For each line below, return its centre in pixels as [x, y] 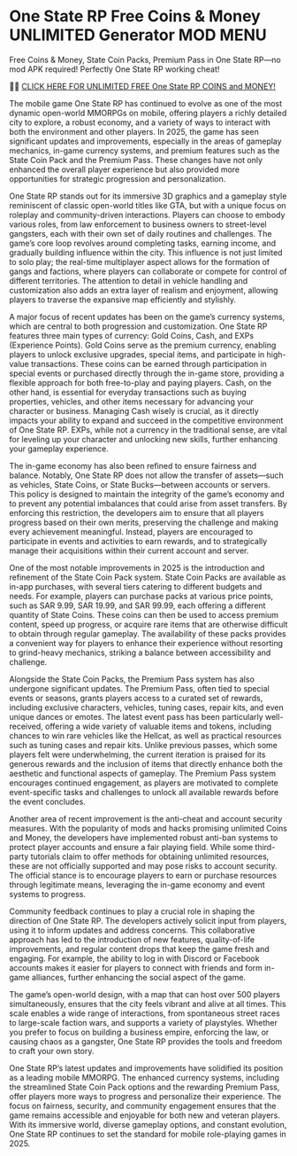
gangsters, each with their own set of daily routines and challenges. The [141, 233]
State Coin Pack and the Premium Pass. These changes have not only [136, 160]
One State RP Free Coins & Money [135, 16]
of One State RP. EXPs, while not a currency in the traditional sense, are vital [148, 430]
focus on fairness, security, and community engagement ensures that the [143, 1105]
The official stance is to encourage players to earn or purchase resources [143, 875]
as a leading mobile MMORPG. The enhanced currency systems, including [145, 1077]
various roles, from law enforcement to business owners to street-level [138, 224]
